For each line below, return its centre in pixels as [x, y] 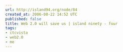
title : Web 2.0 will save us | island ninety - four [61, 24]
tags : [11, 28]
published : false [23, 19]
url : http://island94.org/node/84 [41, 10]
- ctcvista [17, 33]
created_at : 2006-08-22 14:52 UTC [41, 14]
